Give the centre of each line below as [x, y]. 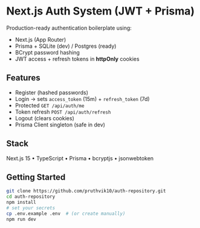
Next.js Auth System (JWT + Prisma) [101, 11]
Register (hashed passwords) [52, 93]
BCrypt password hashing [47, 52]
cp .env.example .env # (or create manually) [66, 213]
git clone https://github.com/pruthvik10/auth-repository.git [86, 191]
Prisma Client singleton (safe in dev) [60, 125]
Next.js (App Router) [40, 39]
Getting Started [36, 177]
